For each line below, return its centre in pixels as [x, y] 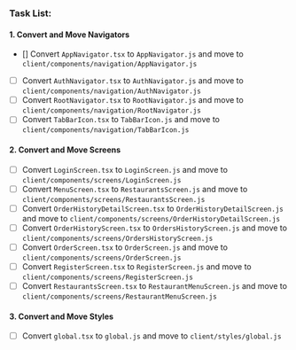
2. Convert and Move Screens [65, 150]
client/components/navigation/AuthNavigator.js [111, 91]
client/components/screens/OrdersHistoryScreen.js [117, 238]
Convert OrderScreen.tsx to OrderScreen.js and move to [125, 247]
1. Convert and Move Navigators [70, 35]
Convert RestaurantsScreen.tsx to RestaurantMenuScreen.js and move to [155, 285]
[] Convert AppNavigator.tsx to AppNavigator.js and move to [132, 54]
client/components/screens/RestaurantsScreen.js [113, 199]
